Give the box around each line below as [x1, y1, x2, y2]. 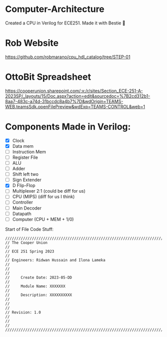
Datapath [12, 211, 31, 217]
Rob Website [5, 37, 59, 49]
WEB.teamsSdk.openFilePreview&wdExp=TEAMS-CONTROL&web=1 [5, 104, 145, 110]
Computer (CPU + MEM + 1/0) [12, 216, 74, 222]
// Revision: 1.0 [5, 310, 41, 315]
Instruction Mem [12, 148, 46, 155]
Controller [12, 199, 33, 205]
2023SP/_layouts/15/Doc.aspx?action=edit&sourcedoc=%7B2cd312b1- [5, 93, 151, 99]
